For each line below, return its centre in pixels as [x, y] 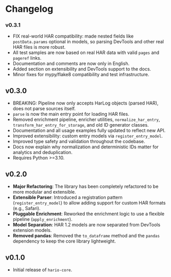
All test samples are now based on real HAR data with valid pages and [86, 53]
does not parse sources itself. [44, 109]
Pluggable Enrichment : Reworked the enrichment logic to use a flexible [89, 214]
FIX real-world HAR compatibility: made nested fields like [73, 36]
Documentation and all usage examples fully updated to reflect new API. [89, 131]
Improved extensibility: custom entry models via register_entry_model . [88, 136]
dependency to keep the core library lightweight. [64, 241]
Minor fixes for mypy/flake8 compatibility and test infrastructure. [81, 75]
